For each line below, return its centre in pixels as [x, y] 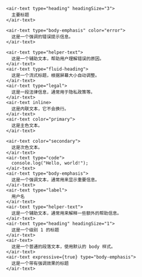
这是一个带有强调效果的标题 [40, 263]
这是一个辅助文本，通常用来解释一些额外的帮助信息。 [67, 213]
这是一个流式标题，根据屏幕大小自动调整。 [56, 75]
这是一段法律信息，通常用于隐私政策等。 [54, 92]
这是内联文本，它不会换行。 [40, 109]
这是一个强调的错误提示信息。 [42, 37]
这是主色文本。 [27, 125]
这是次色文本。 [27, 147]
